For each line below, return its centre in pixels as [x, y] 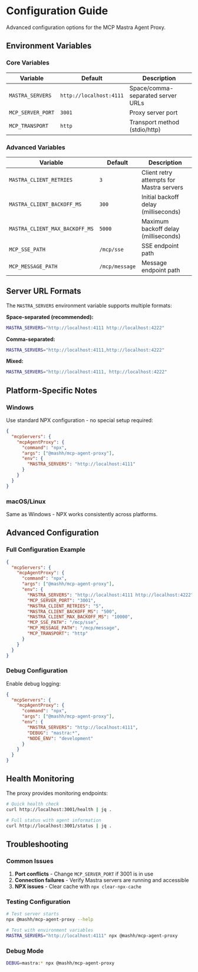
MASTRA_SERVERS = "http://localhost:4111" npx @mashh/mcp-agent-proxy [92, 936]
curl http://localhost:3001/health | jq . [59, 809]
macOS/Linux [26, 501]
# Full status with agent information [54, 820]
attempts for [158, 180]
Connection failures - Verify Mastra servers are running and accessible [102, 880]
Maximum [155, 221]
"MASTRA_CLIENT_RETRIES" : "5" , [66, 606]
